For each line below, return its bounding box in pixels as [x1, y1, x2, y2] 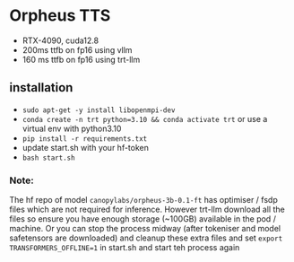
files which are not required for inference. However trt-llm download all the [9, 204, 285, 215]
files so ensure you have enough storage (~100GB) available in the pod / [9, 214, 276, 224]
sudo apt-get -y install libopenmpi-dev [22, 105, 176, 115]
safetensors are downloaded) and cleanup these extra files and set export [9, 232, 283, 243]
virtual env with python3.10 [22, 123, 122, 134]
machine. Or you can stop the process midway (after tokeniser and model [9, 223, 281, 234]
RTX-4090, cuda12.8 [22, 35, 99, 46]
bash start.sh [22, 153, 75, 162]
